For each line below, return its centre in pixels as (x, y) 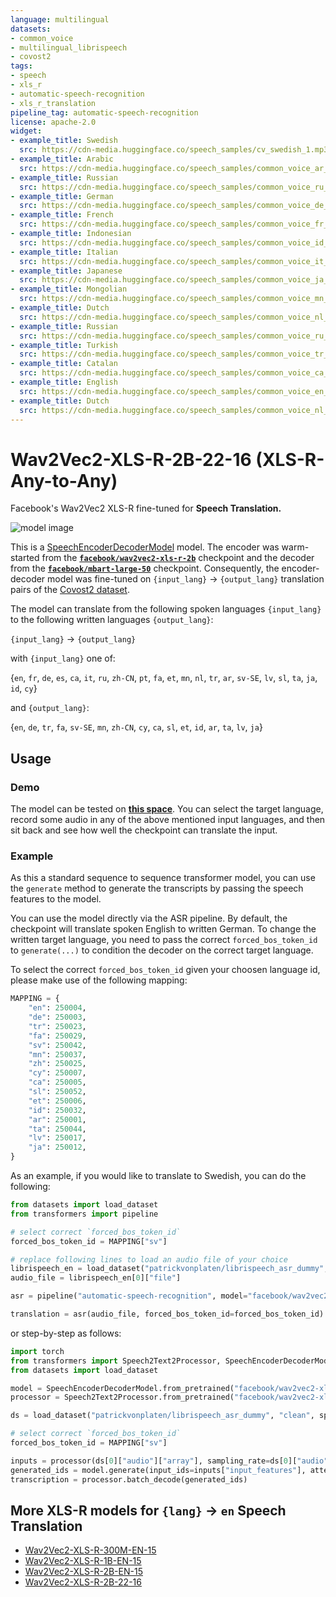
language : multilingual (60, 19)
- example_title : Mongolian (69, 289)
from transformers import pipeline (84, 1214)
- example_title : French (62, 215)
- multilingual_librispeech (69, 47)
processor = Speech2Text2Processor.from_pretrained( (122, 1397)
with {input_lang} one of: (63, 658)
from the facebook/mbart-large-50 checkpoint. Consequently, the (145, 568)
